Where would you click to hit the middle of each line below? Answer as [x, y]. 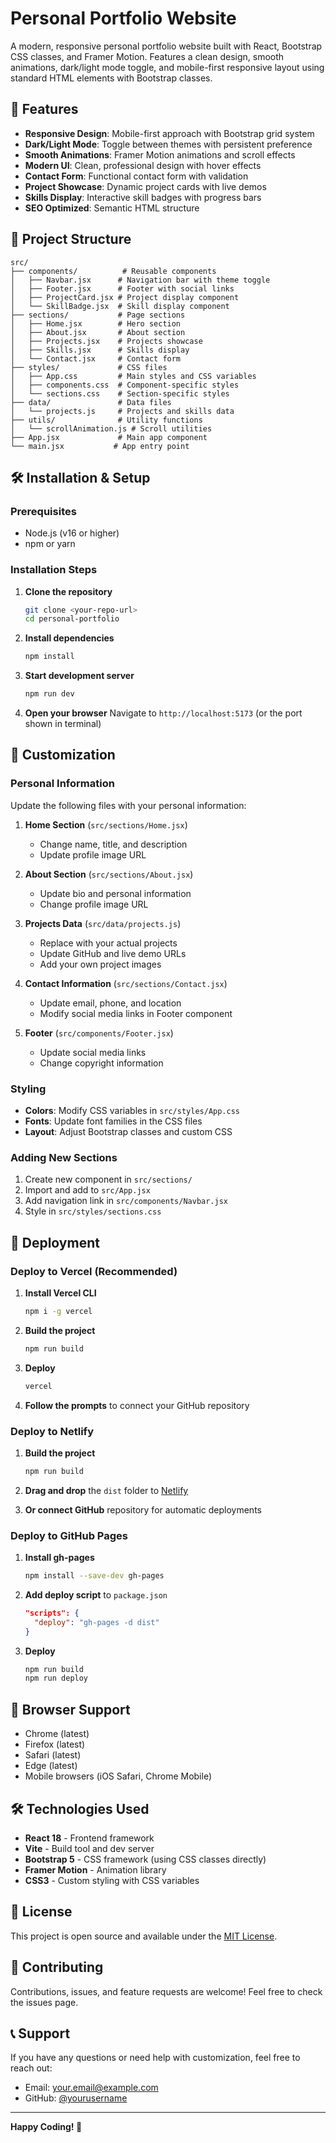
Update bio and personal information [115, 893]
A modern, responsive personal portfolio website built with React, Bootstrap [166, 46]
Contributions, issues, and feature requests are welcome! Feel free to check [166, 1991]
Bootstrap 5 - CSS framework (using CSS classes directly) [145, 1859]
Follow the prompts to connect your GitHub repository [137, 1405]
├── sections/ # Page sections [98, 315]
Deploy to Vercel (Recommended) [94, 1271]
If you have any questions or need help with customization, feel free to [155, 2058]
